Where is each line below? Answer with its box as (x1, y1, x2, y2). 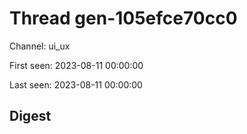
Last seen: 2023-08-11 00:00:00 (9, 78, 143, 91)
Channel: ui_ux (9, 40, 71, 52)
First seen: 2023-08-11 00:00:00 (9, 59, 144, 71)
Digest (9, 108, 52, 125)
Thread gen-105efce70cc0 (9, 7, 238, 30)
